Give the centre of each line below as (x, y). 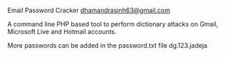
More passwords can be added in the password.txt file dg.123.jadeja (108, 45)
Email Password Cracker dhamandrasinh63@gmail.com (89, 10)
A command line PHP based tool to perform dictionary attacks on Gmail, (113, 24)
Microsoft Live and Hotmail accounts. (62, 32)
